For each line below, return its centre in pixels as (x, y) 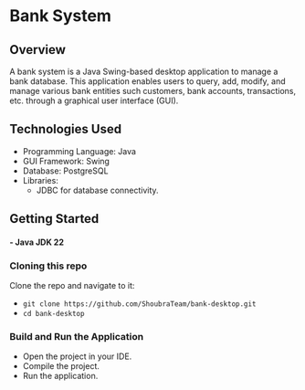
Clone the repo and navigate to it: (72, 286)
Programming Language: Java (79, 151)
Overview (38, 50)
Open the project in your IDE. (77, 356)
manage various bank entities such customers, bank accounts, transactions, (153, 91)
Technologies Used (65, 129)
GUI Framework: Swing (66, 161)
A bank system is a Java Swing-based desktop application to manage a (144, 71)
